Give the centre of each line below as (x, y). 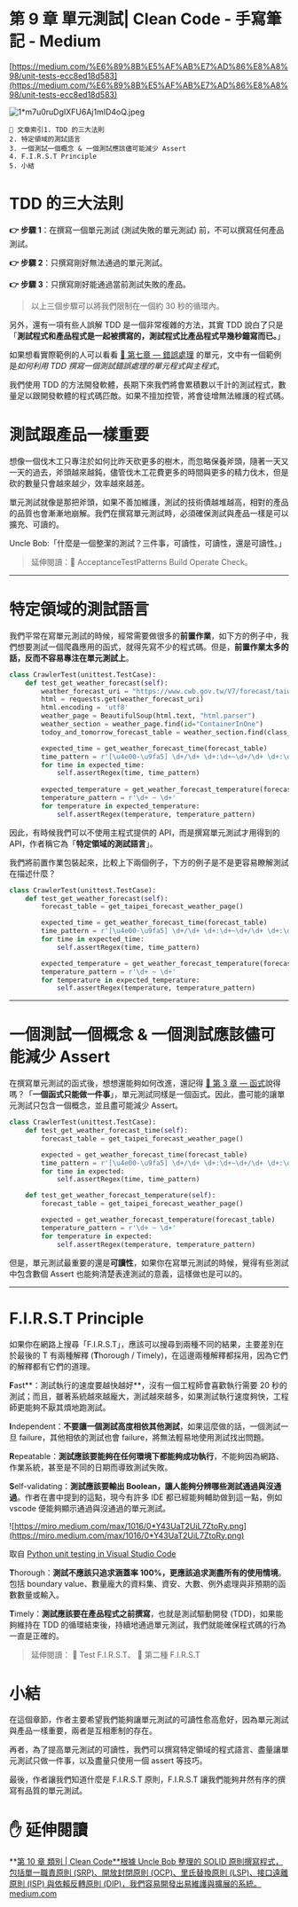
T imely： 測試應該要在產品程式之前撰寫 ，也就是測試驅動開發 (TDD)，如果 (142, 1613)
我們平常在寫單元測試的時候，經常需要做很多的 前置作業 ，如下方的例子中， (145, 635)
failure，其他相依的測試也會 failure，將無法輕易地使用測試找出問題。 (144, 1437)
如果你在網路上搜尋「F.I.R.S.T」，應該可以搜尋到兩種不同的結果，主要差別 (143, 1344)
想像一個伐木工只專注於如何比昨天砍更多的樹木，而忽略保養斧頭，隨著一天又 (149, 461)
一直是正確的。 (36, 1636)
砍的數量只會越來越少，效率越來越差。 (79, 483)
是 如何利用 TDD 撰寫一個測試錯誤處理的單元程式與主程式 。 (117, 365)
